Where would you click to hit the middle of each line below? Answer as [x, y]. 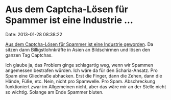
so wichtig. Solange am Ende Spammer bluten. [54, 92]
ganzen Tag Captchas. [29, 55]
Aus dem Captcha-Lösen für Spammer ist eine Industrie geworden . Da [79, 44]
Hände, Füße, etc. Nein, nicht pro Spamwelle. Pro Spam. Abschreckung [80, 81]
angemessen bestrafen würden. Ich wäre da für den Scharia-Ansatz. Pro [82, 70]
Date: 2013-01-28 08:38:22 [34, 34]
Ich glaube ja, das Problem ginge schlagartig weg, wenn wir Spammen [79, 65]
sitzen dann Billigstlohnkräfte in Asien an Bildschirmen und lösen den [78, 49]
